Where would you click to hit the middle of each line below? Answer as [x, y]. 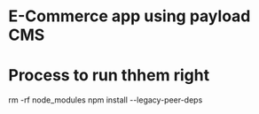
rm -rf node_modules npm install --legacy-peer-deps [106, 100]
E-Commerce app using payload [129, 16]
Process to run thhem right [109, 76]
